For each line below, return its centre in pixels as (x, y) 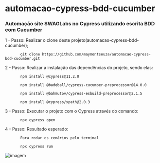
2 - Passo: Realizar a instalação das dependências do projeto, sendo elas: (79, 68)
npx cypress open (38, 120)
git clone (30, 54)
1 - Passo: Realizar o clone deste (38, 40)
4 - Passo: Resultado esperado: (37, 129)
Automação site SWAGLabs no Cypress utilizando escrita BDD (80, 24)
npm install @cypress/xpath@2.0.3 (55, 102)
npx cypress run (37, 146)
